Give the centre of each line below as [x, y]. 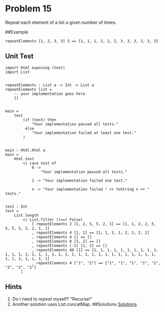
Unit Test [19, 56]
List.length [26, 215]
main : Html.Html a [25, 150]
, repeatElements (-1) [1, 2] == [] [69, 246]
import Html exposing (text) [35, 67]
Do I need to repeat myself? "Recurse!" [52, 299]
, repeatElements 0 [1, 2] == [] [66, 241]
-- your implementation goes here [50, 94]
